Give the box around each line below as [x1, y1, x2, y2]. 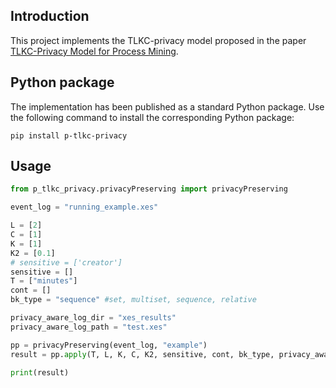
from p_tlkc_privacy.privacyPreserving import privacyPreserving [10, 184, 288, 194]
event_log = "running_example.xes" [10, 202, 159, 213]
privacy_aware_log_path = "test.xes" [10, 322, 168, 332]
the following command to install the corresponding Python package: [10, 111, 295, 123]
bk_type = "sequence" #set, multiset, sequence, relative [10, 295, 257, 305]
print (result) [10, 367, 70, 378]
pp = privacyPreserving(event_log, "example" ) [10, 340, 208, 350]
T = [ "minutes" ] [10, 276, 78, 286]
